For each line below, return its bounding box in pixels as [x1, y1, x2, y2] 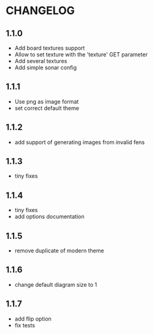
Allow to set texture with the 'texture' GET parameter [14, 51, 148, 58]
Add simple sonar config [14, 64, 77, 71]
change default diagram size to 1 [14, 281, 98, 288]
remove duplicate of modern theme [14, 247, 104, 254]
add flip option [14, 315, 52, 322]
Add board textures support [14, 44, 85, 51]
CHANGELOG [6, 4, 75, 18]
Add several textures [14, 58, 67, 64]
